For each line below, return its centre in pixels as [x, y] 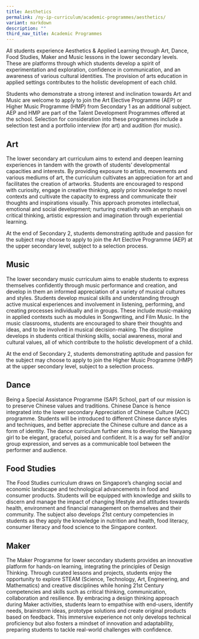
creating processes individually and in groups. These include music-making [99, 311]
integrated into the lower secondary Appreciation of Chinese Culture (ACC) [98, 412]
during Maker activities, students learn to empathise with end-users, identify [100, 604]
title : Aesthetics [29, 12]
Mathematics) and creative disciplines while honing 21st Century [85, 585]
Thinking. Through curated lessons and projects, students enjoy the [89, 573]
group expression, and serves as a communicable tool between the [89, 443]
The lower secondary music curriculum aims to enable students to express [97, 279]
